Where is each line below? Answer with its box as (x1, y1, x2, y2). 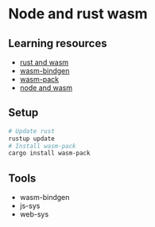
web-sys (19, 209, 49, 219)
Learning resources (8, 37, 107, 50)
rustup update (8, 135, 56, 143)
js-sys (19, 201, 41, 211)
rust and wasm (19, 57, 69, 67)
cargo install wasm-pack (8, 149, 91, 158)
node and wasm (19, 83, 73, 92)
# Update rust (8, 127, 56, 135)
